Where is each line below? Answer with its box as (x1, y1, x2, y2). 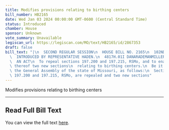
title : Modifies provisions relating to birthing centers (5, 7, 129, 13)
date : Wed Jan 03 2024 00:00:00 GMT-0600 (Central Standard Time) (5, 17, 147, 22)
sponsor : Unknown (5, 31, 42, 36)
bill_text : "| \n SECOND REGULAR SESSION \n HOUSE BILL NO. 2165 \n (5, 49, 150, 54)
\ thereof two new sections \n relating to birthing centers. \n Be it (10, 63, 163, 69)
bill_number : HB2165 (5, 12, 49, 17)
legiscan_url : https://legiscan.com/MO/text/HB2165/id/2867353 (5, 40, 141, 45)
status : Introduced (5, 21, 46, 27)
